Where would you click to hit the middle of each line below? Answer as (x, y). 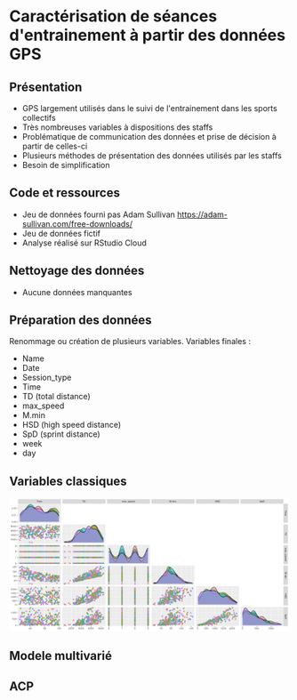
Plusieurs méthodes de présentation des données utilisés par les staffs (152, 156)
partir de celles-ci (55, 146)
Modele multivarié (61, 656)
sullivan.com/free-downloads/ (77, 223)
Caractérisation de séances (113, 16)
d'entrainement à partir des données (148, 35)
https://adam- (203, 214)
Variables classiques (68, 481)
